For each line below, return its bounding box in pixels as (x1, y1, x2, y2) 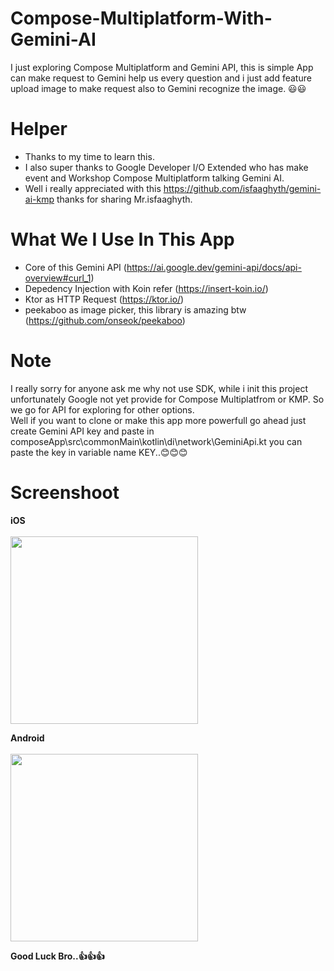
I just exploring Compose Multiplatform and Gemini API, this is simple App (10, 61, 314, 73)
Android (10, 732, 45, 744)
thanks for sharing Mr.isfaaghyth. (56, 193, 193, 205)
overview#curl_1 (24, 272, 92, 284)
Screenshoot (10, 481, 120, 504)
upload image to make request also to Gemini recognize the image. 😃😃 (10, 82, 307, 94)
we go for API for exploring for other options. (10, 403, 195, 416)
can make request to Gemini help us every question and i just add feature (10, 72, 312, 84)
